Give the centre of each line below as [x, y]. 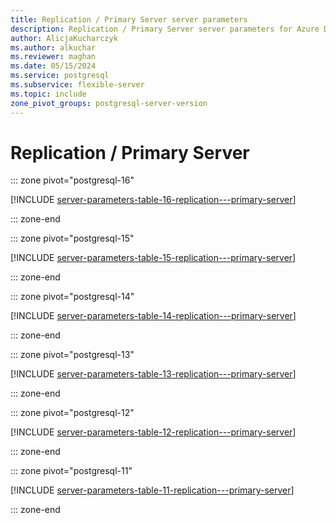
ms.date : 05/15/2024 [53, 66]
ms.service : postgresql [60, 76]
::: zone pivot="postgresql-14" [72, 297]
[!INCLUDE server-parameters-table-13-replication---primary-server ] [153, 374]
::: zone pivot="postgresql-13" [72, 355]
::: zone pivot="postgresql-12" [72, 413]
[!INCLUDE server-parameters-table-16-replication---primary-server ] [153, 200]
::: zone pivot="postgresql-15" [72, 238]
